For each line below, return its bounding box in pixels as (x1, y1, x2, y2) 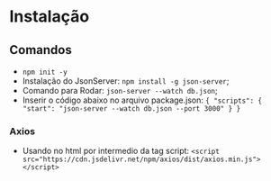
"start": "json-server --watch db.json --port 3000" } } (22, 104, 241, 113)
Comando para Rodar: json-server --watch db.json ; (22, 86, 218, 95)
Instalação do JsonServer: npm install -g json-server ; (22, 76, 230, 86)
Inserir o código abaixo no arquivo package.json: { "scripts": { (22, 95, 263, 105)
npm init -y (22, 68, 68, 77)
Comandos (9, 42, 72, 58)
